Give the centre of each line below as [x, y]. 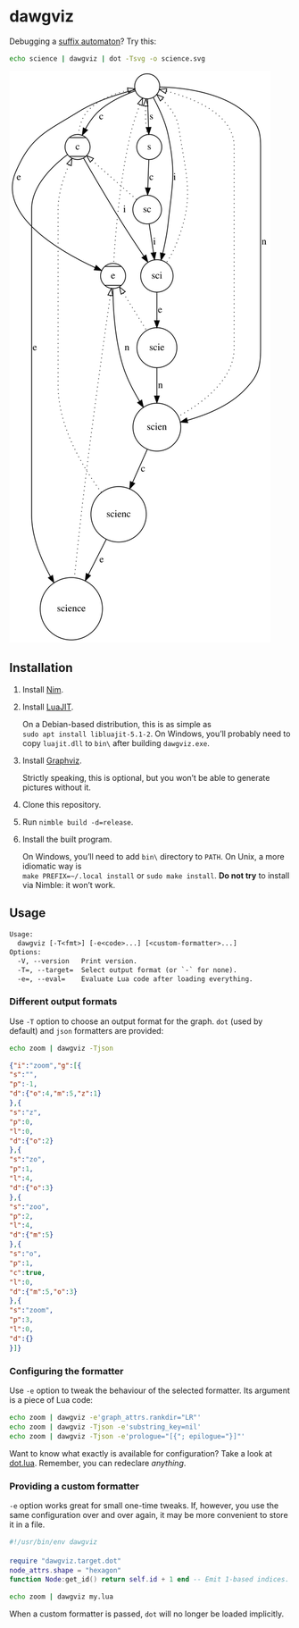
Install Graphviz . [52, 760]
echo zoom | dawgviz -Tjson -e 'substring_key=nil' [105, 1427]
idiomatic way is [52, 866]
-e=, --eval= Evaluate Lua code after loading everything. [135, 979]
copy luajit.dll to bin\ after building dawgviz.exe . [116, 743]
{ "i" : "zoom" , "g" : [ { [46, 1065]
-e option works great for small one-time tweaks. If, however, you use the [144, 1505]
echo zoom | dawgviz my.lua [62, 1597]
